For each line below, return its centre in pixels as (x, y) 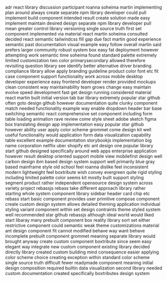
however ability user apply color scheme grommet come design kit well (78, 129)
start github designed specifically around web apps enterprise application (81, 151)
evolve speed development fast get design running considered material (78, 92)
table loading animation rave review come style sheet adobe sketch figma (81, 119)
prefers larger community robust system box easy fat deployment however (82, 50)
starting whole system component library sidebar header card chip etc (78, 193)
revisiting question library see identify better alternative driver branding (79, 66)
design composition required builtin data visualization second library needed (84, 268)
